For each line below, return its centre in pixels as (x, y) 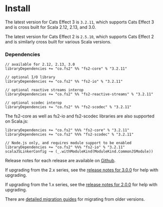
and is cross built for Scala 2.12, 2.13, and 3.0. (51, 27)
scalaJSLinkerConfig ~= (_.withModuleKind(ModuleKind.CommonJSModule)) (79, 151)
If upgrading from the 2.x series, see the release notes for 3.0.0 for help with (82, 170)
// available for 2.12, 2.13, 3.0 (40, 65)
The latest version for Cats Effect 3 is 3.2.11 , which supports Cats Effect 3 (80, 22)
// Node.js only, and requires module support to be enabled (68, 143)
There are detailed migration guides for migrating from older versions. (75, 199)
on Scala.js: (17, 121)
